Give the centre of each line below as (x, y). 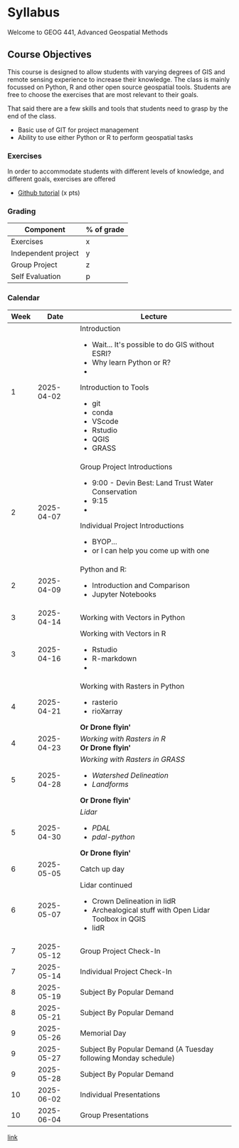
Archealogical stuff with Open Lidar (151, 910)
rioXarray (107, 711)
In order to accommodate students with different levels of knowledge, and (116, 171)
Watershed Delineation (130, 775)
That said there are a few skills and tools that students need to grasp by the (118, 108)
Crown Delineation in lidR (134, 901)
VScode (105, 421)
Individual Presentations (120, 1094)
